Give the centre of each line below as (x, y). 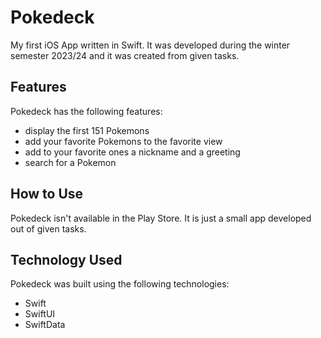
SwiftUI (40, 314)
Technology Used (66, 259)
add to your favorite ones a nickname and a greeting (132, 152)
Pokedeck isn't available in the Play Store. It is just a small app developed (161, 218)
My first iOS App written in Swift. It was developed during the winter (150, 45)
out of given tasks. (48, 228)
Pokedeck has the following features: (86, 111)
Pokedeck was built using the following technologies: (120, 284)
